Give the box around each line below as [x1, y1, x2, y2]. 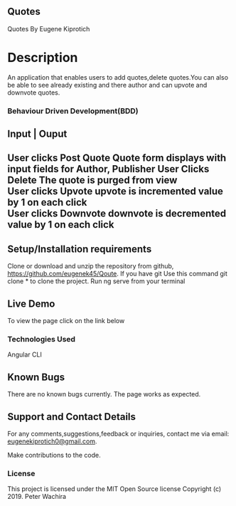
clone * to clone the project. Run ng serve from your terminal [7, 277, 186, 285]
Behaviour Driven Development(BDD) [7, 106, 139, 116]
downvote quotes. [7, 88, 60, 97]
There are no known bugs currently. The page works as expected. [7, 390, 201, 399]
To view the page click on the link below [7, 317, 125, 325]
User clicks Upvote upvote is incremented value [7, 185, 224, 198]
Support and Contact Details [7, 411, 136, 423]
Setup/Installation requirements [7, 243, 152, 255]
